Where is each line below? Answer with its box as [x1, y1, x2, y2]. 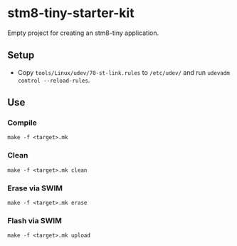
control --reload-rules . [17, 76, 90, 84]
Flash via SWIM [7, 215, 62, 225]
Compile [7, 118, 37, 128]
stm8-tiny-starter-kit [7, 5, 135, 21]
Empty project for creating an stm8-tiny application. [7, 29, 159, 37]
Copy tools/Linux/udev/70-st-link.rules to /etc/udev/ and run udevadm [17, 68, 230, 76]
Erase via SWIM [7, 183, 63, 193]
